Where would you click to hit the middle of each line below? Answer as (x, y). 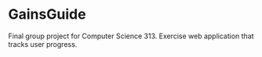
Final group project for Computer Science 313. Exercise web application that (131, 36)
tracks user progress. (43, 44)
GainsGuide (47, 14)
